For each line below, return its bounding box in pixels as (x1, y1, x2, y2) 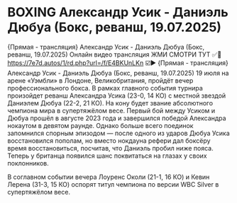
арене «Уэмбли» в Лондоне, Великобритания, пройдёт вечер (7, 76, 194, 85)
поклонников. (7, 158, 50, 167)
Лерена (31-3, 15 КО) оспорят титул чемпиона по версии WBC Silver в (7, 180, 219, 188)
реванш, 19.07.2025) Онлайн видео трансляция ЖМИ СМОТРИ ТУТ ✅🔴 (7, 50, 222, 59)
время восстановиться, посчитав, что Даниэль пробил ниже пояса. (7, 144, 214, 152)
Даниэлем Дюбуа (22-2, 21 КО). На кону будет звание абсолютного (7, 98, 214, 107)
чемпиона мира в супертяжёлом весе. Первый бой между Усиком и (7, 106, 216, 115)
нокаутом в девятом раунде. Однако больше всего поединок (7, 121, 194, 129)
